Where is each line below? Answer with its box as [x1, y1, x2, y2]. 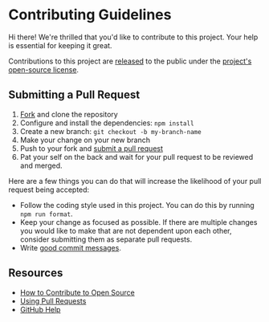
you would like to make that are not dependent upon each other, [19, 226, 232, 235]
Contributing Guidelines [8, 6, 172, 24]
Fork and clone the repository [19, 109, 118, 119]
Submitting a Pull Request [8, 88, 141, 102]
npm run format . [19, 209, 74, 218]
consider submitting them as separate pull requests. [19, 234, 193, 244]
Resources [8, 267, 63, 280]
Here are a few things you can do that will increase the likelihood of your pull [8, 176, 262, 185]
